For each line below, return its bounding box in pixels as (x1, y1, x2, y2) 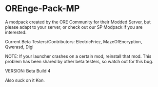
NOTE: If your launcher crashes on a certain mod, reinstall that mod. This (5, 53, 152, 59)
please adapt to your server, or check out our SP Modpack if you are (5, 24, 143, 30)
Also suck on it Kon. (5, 77, 45, 83)
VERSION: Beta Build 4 (5, 68, 51, 73)
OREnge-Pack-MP (5, 3, 80, 14)
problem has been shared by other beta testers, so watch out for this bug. (5, 58, 154, 64)
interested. (5, 29, 27, 35)
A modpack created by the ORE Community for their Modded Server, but (5, 19, 151, 25)
